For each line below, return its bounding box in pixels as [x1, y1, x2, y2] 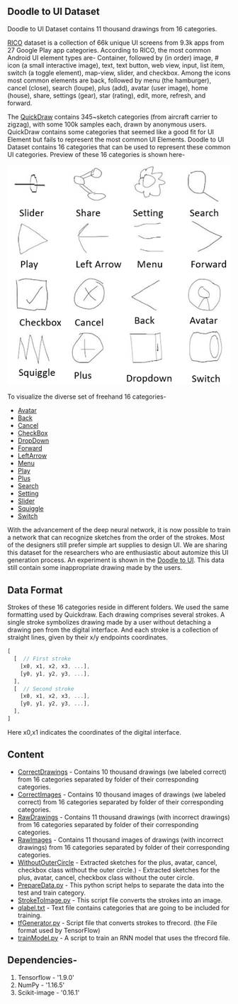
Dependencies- [7, 954, 78, 966]
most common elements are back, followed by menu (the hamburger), [7, 76, 211, 85]
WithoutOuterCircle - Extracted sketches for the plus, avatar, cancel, [17, 858, 217, 866]
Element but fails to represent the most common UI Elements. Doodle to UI [7, 135, 225, 144]
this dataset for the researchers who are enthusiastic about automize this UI [7, 549, 229, 557]
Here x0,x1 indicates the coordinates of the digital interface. [7, 728, 182, 736]
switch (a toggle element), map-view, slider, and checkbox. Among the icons [7, 68, 231, 77]
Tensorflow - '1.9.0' [17, 973, 74, 981]
